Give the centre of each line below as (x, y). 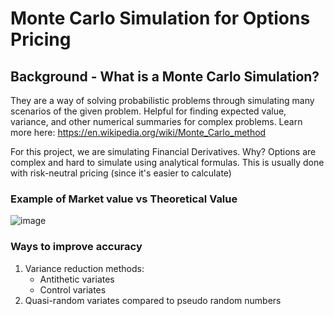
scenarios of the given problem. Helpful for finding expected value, (148, 111)
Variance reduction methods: (84, 268)
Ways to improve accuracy (76, 247)
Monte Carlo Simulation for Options (160, 18)
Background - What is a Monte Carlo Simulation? (165, 76)
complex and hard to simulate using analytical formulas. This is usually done (167, 162)
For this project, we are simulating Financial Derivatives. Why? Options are (163, 151)
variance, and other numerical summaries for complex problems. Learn (156, 121)
